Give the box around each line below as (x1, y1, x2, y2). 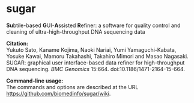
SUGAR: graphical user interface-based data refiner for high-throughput (6, 59, 185, 66)
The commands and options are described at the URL (6, 83, 139, 90)
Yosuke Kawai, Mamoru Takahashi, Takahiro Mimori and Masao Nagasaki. (6, 52, 189, 60)
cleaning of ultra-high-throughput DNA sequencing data (6, 28, 145, 35)
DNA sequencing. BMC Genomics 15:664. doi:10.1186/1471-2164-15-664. (6, 65, 185, 72)
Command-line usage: (6, 77, 64, 84)
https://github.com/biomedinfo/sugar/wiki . (6, 90, 111, 97)
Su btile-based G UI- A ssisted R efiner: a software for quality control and (6, 22, 181, 29)
